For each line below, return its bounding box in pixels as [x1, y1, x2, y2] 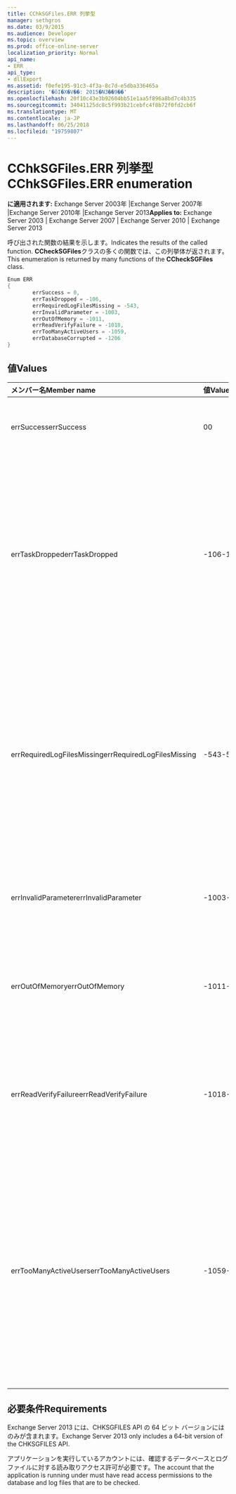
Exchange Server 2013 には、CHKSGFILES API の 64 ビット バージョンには [7, 1423, 225, 1431]
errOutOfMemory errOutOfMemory [11, 981, 125, 991]
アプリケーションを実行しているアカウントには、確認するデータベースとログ [7, 1454, 228, 1462]
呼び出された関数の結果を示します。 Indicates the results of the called [7, 238, 208, 247]
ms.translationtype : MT [7, 108, 77, 115]
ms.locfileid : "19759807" [7, 128, 83, 135]
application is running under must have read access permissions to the [7, 1471, 213, 1479]
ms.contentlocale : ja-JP [7, 114, 80, 122]
